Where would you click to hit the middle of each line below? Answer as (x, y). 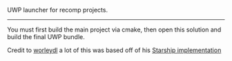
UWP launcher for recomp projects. (58, 10)
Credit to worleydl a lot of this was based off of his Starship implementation (114, 50)
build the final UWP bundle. (46, 37)
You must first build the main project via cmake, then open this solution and (114, 29)
